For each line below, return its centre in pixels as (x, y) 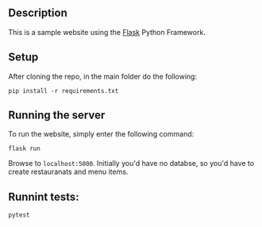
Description (38, 13)
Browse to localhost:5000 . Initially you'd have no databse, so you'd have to (131, 164)
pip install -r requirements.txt (64, 90)
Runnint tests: (44, 196)
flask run (25, 149)
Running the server (57, 115)
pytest (19, 215)
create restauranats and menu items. (68, 172)
